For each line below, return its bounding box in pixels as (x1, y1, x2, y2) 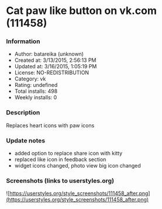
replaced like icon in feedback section (14, 156, 106, 163)
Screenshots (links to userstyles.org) (6, 177, 115, 184)
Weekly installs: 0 (14, 94, 57, 101)
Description (6, 109, 40, 117)
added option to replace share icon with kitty (14, 150, 123, 157)
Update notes (6, 136, 46, 144)
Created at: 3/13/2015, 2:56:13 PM (14, 57, 96, 64)
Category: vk (14, 75, 46, 82)
